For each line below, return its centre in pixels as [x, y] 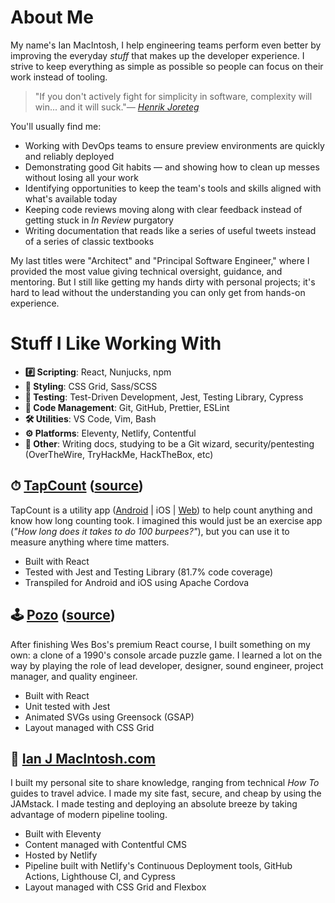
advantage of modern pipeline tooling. [89, 815]
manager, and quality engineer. [74, 676]
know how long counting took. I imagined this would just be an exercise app [166, 520]
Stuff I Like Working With [116, 343]
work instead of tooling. [59, 77]
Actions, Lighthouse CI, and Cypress [100, 877]
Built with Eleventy [63, 834]
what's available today [71, 198]
